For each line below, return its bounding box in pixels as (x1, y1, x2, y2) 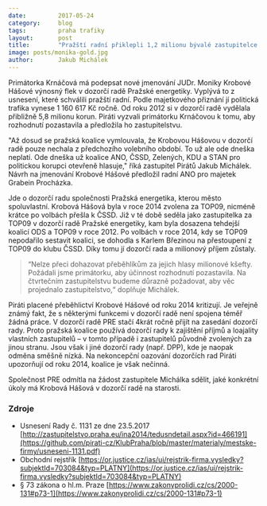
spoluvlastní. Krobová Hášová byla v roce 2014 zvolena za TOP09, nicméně (8, 201, 256, 211)
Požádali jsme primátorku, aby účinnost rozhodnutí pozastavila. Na (27, 267, 246, 277)
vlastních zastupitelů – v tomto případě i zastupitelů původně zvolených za (8, 333, 253, 343)
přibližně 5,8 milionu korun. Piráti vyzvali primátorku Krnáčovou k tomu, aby (8, 111, 256, 121)
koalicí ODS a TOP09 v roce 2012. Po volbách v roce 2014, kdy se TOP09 (8, 227, 248, 236)
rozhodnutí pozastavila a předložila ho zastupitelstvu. (8, 120, 183, 130)
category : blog (8, 19, 73, 27)
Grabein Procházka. (8, 177, 73, 187)
